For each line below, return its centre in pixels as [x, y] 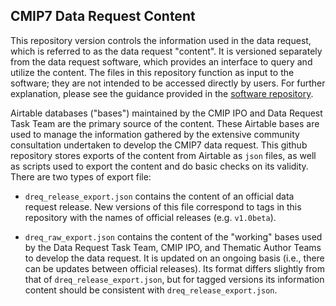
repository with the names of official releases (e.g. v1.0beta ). [150, 217]
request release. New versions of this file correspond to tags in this [163, 206]
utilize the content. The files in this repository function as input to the [152, 72]
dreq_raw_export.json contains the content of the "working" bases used [173, 236]
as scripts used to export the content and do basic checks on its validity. [159, 166]
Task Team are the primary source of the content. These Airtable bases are [165, 123]
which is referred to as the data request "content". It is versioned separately [166, 51]
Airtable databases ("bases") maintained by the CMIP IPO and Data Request [166, 113]
